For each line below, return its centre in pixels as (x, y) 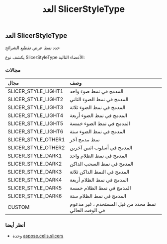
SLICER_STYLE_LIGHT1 (36, 91)
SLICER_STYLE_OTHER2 (36, 147)
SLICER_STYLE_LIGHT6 (36, 131)
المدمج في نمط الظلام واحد (98, 156)
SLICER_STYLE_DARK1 (35, 156)
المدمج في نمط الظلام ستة (98, 196)
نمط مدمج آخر (85, 139)
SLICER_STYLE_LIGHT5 (36, 123)
